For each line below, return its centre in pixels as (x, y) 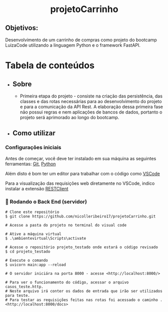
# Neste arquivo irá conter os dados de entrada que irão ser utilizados (84, 291)
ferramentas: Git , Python (31, 164)
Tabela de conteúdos (50, 66)
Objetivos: (22, 28)
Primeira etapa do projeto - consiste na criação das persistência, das (91, 96)
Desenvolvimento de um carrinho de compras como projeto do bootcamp (81, 40)
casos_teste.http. (24, 287)
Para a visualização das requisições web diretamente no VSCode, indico (80, 183)
